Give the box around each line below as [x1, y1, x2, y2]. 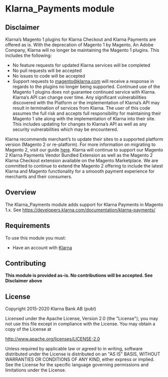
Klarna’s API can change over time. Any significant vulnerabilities [12, 94, 147, 100]
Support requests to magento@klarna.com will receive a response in [12, 79, 154, 84]
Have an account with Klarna [12, 245, 72, 251]
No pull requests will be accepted [12, 67, 82, 73]
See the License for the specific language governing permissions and [5, 362, 149, 368]
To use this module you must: [5, 235, 66, 241]
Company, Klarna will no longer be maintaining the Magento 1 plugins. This [5, 47, 159, 53]
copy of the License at [5, 326, 52, 332]
